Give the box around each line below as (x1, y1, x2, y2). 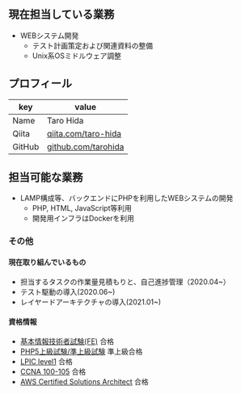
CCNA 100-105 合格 (19, 367, 87, 376)
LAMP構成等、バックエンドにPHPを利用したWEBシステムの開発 (19, 193, 234, 203)
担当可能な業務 (8, 170, 83, 184)
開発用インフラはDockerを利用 (32, 213, 135, 224)
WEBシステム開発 (19, 31, 79, 40)
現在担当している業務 (8, 7, 115, 22)
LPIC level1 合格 (19, 356, 73, 366)
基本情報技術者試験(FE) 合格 (19, 336, 115, 346)
